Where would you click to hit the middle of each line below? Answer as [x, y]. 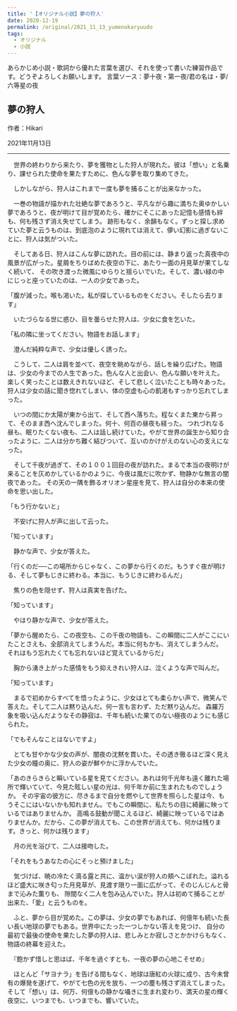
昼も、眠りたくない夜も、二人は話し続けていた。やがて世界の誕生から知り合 [119, 432]
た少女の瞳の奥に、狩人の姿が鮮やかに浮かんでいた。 [84, 762]
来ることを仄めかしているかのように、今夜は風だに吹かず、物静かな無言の [115, 473]
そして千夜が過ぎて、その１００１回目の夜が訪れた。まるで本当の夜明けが [121, 465]
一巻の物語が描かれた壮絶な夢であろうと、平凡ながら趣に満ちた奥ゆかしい [121, 203]
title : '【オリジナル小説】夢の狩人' [56, 14]
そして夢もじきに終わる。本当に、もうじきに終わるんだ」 [103, 575]
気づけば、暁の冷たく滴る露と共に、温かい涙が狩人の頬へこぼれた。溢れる [121, 875]
